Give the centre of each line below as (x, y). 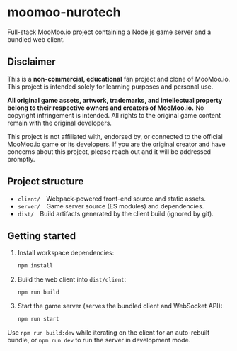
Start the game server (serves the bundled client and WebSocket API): (120, 306)
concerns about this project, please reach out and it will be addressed (109, 151)
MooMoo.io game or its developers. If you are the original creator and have (116, 144)
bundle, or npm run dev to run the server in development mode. (99, 340)
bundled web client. (36, 39)
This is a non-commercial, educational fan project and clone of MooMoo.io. (119, 79)
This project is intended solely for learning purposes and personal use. (110, 87)
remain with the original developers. (59, 123)
